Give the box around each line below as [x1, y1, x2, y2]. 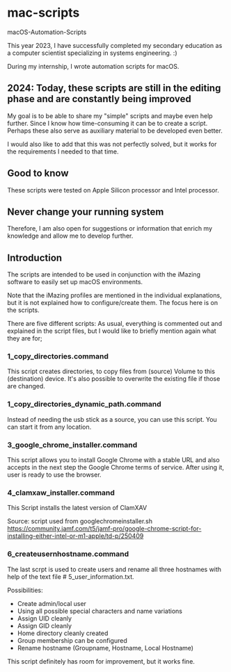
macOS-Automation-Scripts [7, 28, 87, 36]
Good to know [7, 167, 69, 179]
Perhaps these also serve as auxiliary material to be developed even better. [7, 126, 223, 135]
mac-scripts [7, 5, 80, 21]
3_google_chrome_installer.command [7, 440, 138, 450]
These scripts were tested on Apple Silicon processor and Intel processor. [7, 186, 219, 194]
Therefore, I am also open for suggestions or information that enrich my [7, 224, 213, 233]
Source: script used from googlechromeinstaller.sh [7, 517, 153, 525]
